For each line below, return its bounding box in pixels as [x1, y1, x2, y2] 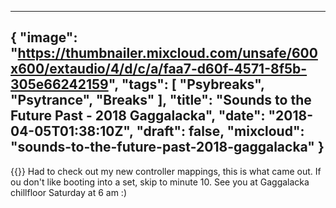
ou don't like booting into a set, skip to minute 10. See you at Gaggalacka [10, 176, 310, 188]
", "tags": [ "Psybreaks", [108, 76, 265, 93]
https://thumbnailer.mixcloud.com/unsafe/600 [17, 45, 318, 62]
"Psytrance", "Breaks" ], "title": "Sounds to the [10, 92, 312, 109]
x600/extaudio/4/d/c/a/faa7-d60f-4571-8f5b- [10, 61, 308, 78]
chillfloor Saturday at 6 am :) [10, 186, 127, 198]
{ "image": [10, 29, 78, 46]
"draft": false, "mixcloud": [136, 123, 305, 140]
